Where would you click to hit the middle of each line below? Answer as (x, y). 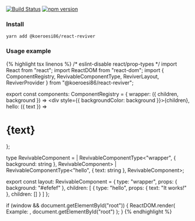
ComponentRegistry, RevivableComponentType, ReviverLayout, (83, 76)
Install (15, 24)
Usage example (29, 51)
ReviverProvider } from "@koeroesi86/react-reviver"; (70, 83)
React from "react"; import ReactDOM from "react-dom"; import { (85, 70)
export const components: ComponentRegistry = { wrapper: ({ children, (92, 94)
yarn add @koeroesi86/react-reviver (51, 36)
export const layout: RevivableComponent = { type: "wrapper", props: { (92, 181)
